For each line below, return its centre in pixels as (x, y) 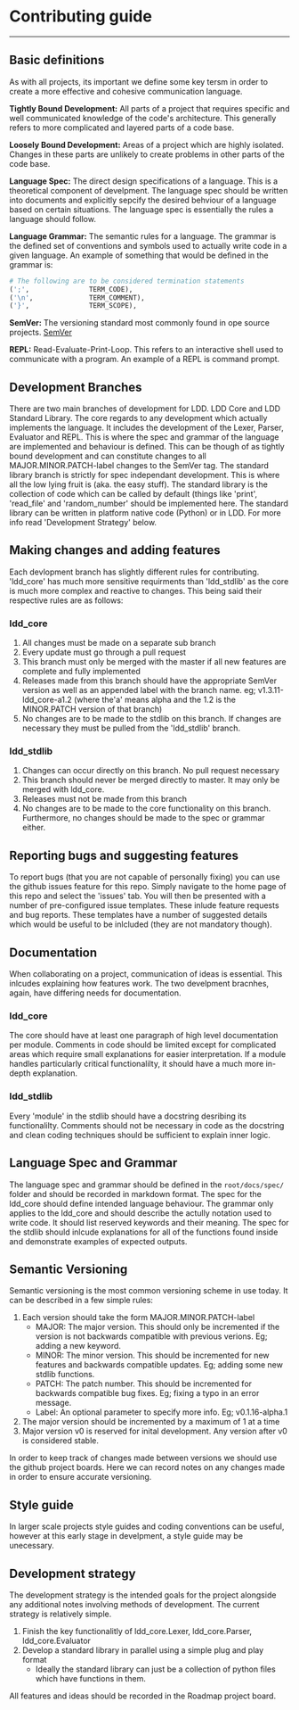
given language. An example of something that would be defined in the (139, 255)
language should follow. (53, 219)
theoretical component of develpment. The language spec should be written (149, 190)
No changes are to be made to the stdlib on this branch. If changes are (152, 719)
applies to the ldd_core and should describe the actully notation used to (141, 1213)
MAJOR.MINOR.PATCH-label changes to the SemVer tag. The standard (139, 466)
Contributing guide (81, 17)
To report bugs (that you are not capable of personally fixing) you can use (145, 877)
